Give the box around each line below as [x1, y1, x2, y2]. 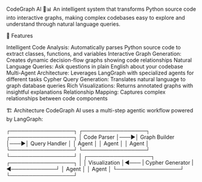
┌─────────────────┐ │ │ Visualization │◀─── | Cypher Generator [6, 159, 191, 166]
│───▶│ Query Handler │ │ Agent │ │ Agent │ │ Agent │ [6, 140, 150, 147]
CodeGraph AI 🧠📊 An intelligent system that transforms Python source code [6, 5, 197, 13]
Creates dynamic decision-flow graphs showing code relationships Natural [6, 56, 192, 64]
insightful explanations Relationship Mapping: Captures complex [6, 88, 166, 96]
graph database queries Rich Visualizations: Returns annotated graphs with [6, 82, 194, 89]
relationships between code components [6, 95, 108, 102]
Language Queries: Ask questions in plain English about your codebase [6, 63, 183, 70]
